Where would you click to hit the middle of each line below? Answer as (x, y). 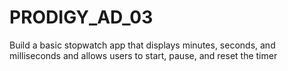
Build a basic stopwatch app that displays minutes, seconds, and (142, 45)
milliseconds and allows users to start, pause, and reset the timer (143, 55)
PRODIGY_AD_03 (81, 17)
